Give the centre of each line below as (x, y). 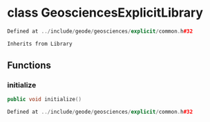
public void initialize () (44, 99)
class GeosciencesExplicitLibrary (105, 13)
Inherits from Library (40, 44)
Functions (29, 66)
